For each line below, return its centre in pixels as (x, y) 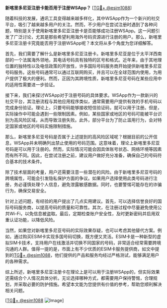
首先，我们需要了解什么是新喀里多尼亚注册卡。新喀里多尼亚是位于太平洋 (79, 54)
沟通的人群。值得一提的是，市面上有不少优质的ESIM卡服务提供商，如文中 (80, 249)
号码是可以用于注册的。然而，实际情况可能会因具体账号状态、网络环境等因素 (83, 149)
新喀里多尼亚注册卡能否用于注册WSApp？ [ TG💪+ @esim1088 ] (69, 8)
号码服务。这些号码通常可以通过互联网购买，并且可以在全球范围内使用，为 (81, 72)
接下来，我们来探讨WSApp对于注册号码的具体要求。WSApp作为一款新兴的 (82, 95)
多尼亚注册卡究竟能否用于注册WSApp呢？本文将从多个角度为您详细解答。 (80, 43)
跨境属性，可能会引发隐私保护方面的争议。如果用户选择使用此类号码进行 (79, 178)
